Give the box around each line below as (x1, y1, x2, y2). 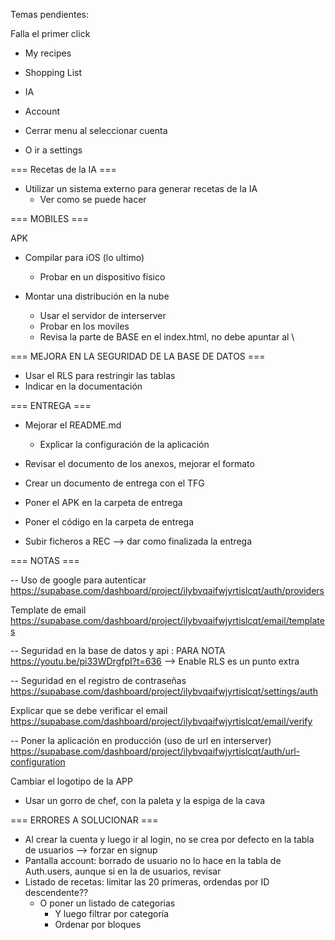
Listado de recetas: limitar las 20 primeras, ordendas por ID (24, 876, 270, 888)
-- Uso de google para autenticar (10, 574, 147, 586)
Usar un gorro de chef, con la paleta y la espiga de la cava (24, 795, 266, 806)
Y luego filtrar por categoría (54, 908, 170, 919)
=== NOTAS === (10, 555, 80, 566)
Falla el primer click (10, 28, 91, 39)
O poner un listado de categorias (39, 897, 176, 909)
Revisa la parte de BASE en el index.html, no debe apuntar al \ (39, 331, 295, 343)
